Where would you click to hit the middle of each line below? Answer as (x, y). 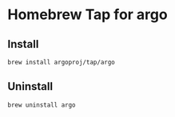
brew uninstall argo (42, 105)
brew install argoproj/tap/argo (61, 62)
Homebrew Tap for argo (88, 15)
